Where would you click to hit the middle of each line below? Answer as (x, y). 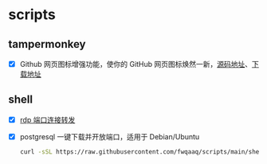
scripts (32, 15)
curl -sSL (36, 152)
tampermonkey (47, 44)
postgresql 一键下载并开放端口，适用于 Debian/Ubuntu (110, 136)
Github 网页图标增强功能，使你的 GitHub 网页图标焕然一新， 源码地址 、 (136, 64)
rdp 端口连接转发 (47, 119)
